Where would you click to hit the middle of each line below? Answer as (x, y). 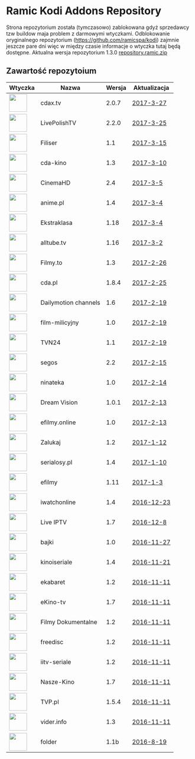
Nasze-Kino (58, 682)
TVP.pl (50, 702)
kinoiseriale (56, 562)
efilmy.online (58, 422)
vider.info (53, 722)
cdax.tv (51, 103)
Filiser (49, 143)
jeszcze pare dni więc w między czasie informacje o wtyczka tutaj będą (93, 46)
